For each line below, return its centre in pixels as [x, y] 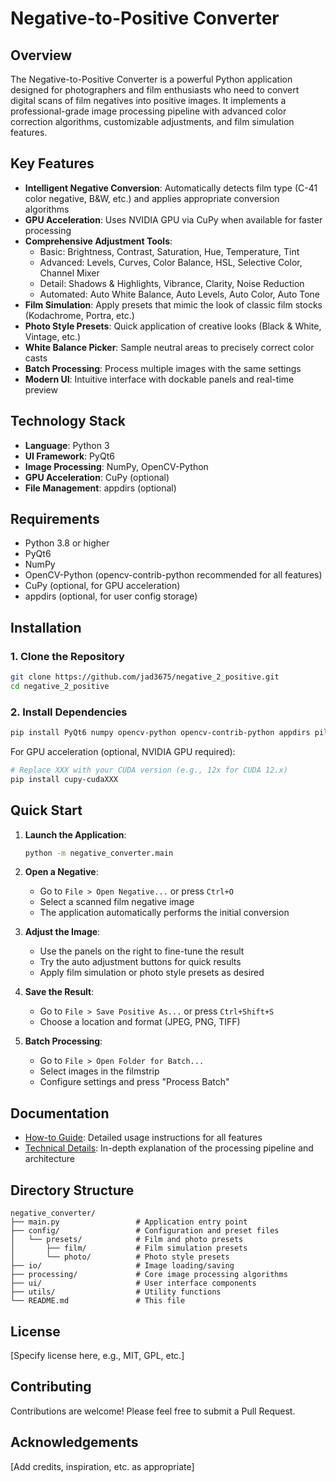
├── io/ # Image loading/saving [122, 1266]
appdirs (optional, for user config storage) [111, 596]
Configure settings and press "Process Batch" [134, 1082]
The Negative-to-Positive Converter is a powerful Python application [151, 79]
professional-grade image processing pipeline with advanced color [148, 111]
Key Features [52, 163]
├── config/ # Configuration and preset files [145, 1231]
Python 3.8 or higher [67, 543]
